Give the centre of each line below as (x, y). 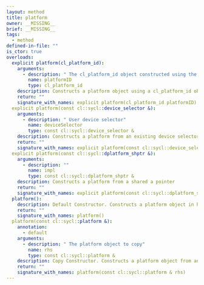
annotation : (32, 227)
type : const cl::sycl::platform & (72, 255)
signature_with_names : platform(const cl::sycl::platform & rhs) (102, 273)
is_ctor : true (24, 52)
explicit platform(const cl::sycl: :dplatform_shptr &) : (84, 153)
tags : (13, 35)
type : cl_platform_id (56, 86)
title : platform (27, 18)
